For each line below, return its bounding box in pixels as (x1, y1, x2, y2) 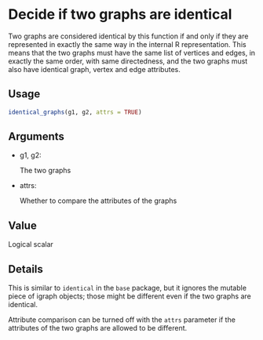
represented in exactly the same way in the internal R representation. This (8, 39, 247, 49)
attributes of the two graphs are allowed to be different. (8, 324, 188, 333)
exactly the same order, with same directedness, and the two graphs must (8, 56, 248, 66)
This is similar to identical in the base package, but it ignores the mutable (8, 284, 247, 293)
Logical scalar (8, 240, 53, 249)
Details (8, 262, 43, 276)
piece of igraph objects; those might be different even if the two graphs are (8, 291, 251, 301)
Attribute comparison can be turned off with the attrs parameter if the (8, 315, 236, 324)
